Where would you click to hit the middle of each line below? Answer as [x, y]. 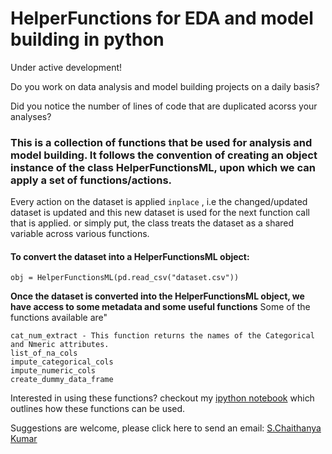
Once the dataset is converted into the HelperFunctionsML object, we [157, 296]
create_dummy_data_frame [62, 380]
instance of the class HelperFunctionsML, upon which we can [163, 167]
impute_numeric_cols [53, 371]
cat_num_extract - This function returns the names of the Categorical [162, 336]
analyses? [31, 116]
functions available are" [59, 318]
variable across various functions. [80, 234]
